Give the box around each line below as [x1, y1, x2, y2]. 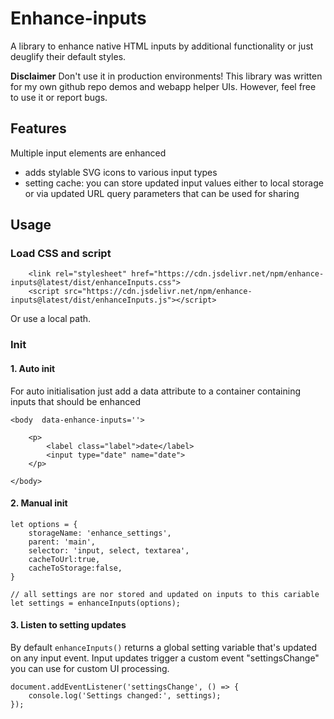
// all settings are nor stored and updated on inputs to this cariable [10, 589, 320, 599]
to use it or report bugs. [10, 91, 108, 103]
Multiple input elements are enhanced [10, 147, 167, 159]
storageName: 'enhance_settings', [28, 528, 172, 538]
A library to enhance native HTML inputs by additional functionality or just [10, 40, 314, 52]
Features [10, 120, 67, 137]
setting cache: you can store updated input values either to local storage [24, 177, 324, 189]
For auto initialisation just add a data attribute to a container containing [10, 385, 301, 397]
